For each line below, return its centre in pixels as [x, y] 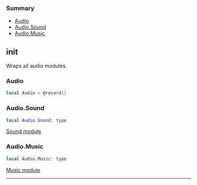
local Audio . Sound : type [36, 120]
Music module [23, 170]
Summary [21, 8]
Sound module [24, 131]
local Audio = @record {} [36, 93]
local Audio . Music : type [36, 159]
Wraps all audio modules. [37, 66]
